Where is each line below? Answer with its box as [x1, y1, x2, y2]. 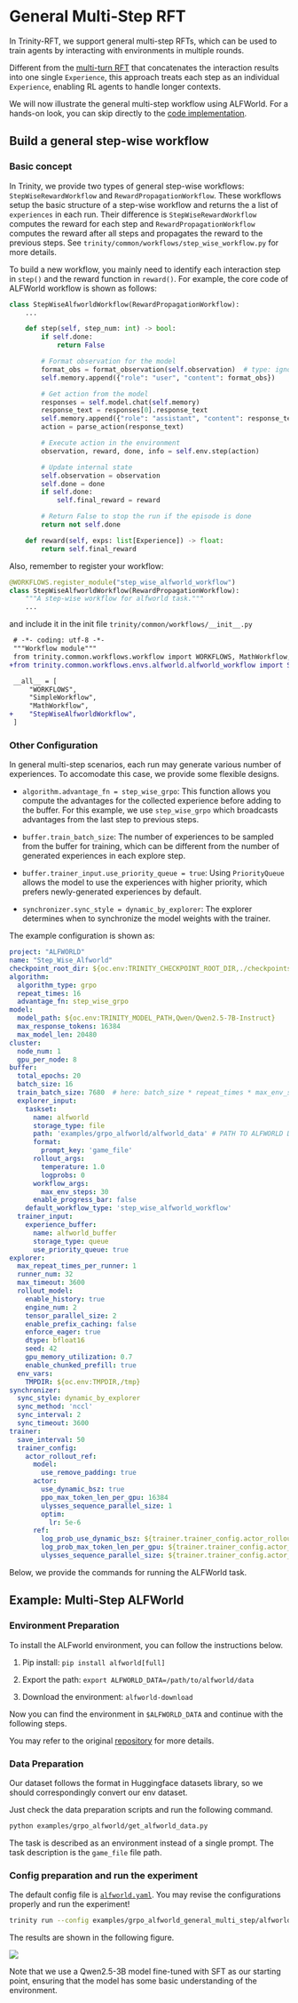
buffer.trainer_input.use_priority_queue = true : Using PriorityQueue [21, 868, 286, 878]
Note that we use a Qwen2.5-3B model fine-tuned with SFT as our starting [9, 1966, 281, 1976]
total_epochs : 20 [17, 1071, 82, 1081]
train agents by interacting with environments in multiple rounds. [9, 44, 245, 55]
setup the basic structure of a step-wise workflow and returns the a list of [9, 199, 279, 210]
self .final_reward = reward [56, 496, 161, 505]
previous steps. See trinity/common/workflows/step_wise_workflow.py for [9, 237, 279, 248]
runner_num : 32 [17, 1270, 74, 1279]
